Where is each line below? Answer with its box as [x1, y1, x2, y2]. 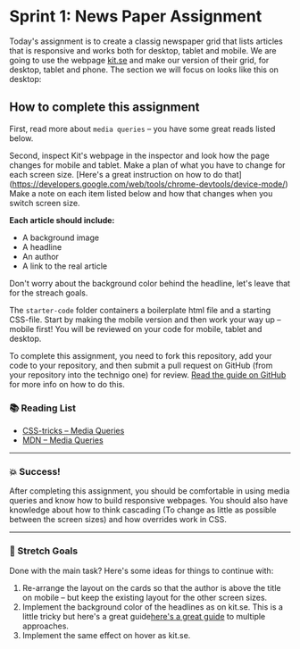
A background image [21, 232, 100, 243]
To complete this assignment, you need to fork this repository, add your [9, 350, 272, 361]
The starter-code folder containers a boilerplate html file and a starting [9, 304, 271, 315]
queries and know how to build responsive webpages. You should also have [9, 495, 288, 506]
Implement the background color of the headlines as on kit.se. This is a [21, 601, 284, 612]
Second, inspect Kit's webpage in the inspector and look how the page [9, 150, 270, 161]
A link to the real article [21, 261, 108, 271]
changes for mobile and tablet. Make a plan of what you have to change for [9, 159, 286, 171]
